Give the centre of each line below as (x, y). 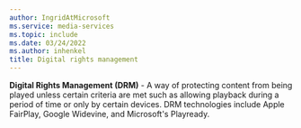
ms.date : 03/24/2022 (48, 43)
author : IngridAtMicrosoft (60, 18)
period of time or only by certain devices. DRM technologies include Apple (147, 104)
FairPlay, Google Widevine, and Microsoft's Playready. (110, 114)
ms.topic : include (44, 34)
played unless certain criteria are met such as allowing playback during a (144, 95)
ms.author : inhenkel (48, 51)
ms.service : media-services (62, 26)
